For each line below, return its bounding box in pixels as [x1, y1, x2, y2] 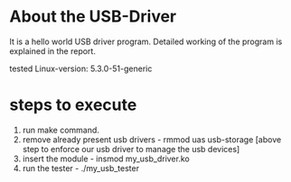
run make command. [22, 124, 99, 135]
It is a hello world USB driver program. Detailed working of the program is [9, 36, 283, 47]
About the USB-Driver [9, 6, 177, 27]
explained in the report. [9, 45, 97, 56]
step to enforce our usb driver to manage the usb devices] [22, 143, 240, 154]
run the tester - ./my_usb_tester [22, 162, 140, 173]
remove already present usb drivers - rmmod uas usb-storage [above [22, 133, 282, 145]
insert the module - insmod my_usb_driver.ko [22, 153, 190, 164]
